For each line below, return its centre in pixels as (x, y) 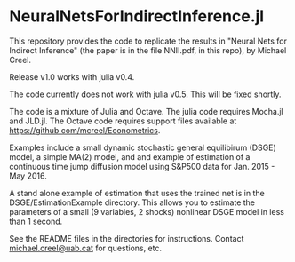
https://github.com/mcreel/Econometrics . (85, 130)
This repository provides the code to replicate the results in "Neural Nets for (148, 41)
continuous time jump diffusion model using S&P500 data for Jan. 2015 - (142, 166)
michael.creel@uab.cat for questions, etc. (86, 248)
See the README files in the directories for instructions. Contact (127, 238)
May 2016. (28, 176)
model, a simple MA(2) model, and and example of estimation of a (130, 156)
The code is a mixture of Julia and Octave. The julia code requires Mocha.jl (146, 111)
